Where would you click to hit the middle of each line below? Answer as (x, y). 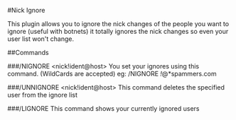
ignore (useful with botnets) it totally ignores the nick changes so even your (118, 31)
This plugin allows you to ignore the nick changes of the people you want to (118, 24)
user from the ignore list (43, 95)
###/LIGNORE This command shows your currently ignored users (103, 108)
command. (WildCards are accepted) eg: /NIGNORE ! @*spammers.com (112, 74)
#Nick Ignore (26, 10)
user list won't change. (41, 39)
